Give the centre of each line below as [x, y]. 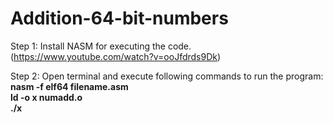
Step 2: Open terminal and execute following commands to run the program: [167, 76]
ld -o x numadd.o [46, 97]
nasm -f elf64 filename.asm [69, 86]
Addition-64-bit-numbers [119, 18]
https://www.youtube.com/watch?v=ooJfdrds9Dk [115, 56]
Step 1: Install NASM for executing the [88, 46]
